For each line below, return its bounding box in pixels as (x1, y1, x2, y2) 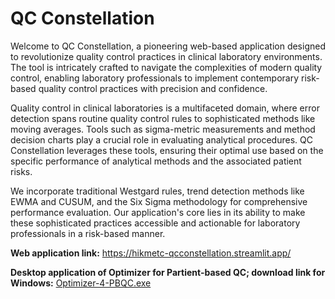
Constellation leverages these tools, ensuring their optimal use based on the (10, 144, 324, 156)
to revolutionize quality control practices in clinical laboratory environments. (10, 50, 323, 62)
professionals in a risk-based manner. (10, 227, 166, 239)
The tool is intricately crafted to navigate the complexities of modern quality (10, 61, 323, 73)
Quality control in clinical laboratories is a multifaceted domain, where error (10, 102, 320, 114)
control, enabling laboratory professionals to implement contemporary (10, 72, 300, 84)
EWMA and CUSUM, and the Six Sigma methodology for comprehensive (10, 195, 308, 207)
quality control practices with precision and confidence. (38, 82, 268, 94)
